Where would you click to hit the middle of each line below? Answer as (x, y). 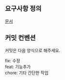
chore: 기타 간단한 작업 (27, 73)
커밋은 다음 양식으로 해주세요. (33, 50)
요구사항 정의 (23, 9)
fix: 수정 (13, 60)
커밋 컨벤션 (20, 38)
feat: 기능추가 (18, 67)
